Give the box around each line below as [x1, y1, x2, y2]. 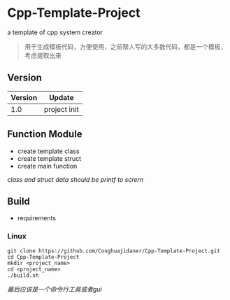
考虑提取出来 [24, 51, 62, 59]
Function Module [7, 128, 82, 141]
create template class [17, 147, 80, 155]
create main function [17, 162, 78, 170]
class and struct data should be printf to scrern [7, 175, 144, 183]
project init [44, 104, 79, 114]
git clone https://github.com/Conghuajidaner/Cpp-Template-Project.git [7, 247, 220, 255]
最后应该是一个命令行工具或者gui [7, 285, 103, 293]
